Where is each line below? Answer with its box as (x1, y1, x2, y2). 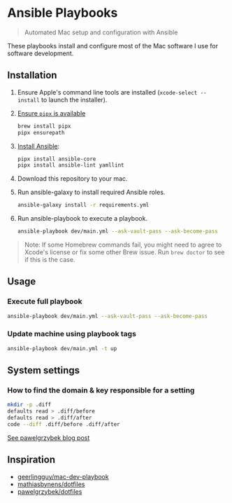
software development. (7, 49, 74, 57)
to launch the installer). (41, 95, 108, 104)
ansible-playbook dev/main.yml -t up (7, 345, 117, 352)
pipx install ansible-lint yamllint (17, 162, 124, 169)
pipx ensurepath (17, 129, 65, 136)
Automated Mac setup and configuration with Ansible (24, 28, 178, 36)
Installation (7, 69, 57, 81)
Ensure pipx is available (17, 109, 86, 117)
